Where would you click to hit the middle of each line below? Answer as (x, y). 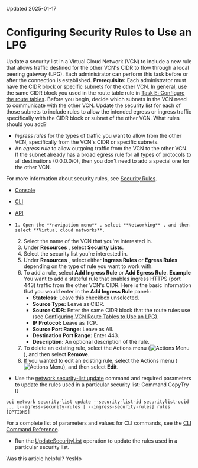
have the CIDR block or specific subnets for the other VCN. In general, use (97, 86)
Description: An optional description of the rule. (91, 341)
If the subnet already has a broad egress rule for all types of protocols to (103, 154)
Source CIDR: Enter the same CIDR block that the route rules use (111, 310)
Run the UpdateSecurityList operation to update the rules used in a (96, 441)
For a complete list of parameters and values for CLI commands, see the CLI (99, 423)
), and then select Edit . (91, 367)
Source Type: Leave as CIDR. (68, 304)
